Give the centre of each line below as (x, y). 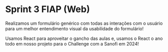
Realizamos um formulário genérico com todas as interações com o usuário (84, 23)
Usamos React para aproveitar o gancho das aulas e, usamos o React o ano (84, 38)
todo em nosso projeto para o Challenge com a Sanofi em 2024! (72, 43)
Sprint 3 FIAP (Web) (48, 9)
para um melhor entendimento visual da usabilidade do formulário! (75, 28)
